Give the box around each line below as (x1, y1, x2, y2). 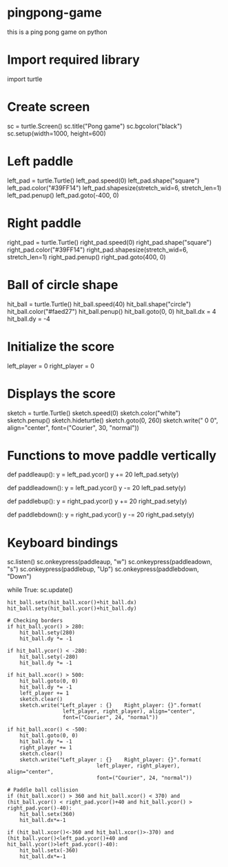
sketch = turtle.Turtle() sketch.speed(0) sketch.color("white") (7, 409, 181, 417)
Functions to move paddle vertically (7, 447, 217, 463)
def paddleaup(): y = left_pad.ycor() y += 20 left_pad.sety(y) (7, 470, 179, 478)
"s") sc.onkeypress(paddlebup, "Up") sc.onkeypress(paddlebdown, (7, 565, 200, 573)
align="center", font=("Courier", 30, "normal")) (7, 423, 140, 431)
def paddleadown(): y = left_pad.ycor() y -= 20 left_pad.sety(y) (7, 484, 187, 492)
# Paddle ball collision (7, 787, 79, 794)
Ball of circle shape (7, 277, 118, 292)
